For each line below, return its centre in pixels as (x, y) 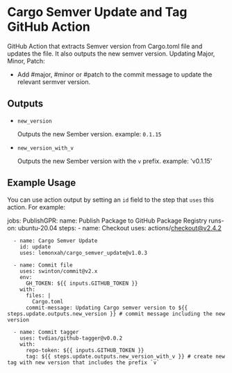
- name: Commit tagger (46, 332)
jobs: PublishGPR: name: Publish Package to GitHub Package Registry (107, 221)
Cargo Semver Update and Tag (97, 12)
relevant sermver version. (54, 81)
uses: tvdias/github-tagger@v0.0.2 (71, 338)
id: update (35, 247)
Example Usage (42, 183)
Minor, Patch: (26, 61)
